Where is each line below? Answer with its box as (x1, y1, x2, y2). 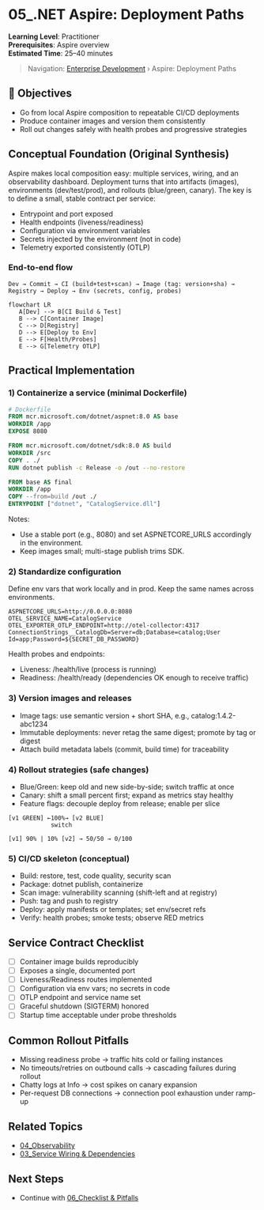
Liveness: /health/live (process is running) (19, 665, 157, 674)
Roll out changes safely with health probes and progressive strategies (19, 124, 247, 134)
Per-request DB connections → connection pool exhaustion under (19, 1088, 235, 1098)
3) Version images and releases (8, 693, 132, 704)
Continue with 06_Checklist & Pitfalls (19, 1193, 139, 1202)
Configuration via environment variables (19, 225, 151, 235)
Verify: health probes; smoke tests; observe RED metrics (19, 913, 204, 922)
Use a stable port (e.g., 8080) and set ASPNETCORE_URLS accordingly (19, 530, 251, 539)
